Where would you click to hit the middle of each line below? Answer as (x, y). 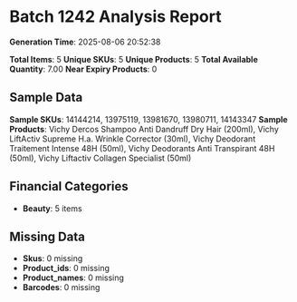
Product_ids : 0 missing (66, 268)
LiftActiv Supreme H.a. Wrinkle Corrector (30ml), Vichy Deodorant (133, 139)
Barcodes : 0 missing (61, 287)
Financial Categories (69, 186)
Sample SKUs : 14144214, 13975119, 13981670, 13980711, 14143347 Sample (148, 119)
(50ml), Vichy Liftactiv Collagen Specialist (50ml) (101, 158)
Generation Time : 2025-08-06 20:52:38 (85, 42)
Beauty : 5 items (53, 208)
